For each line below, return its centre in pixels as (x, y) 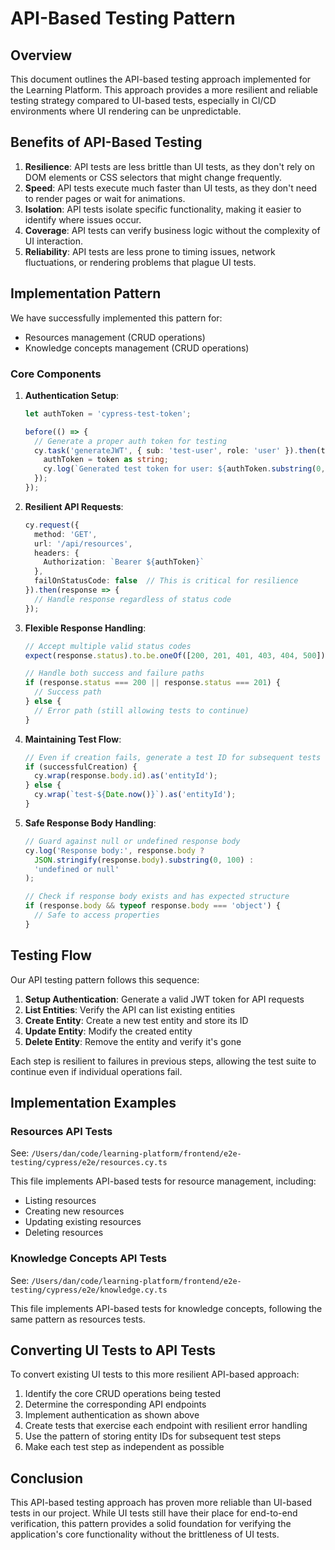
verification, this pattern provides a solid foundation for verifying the (151, 1524)
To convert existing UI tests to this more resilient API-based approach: (155, 1374)
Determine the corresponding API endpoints (115, 1404)
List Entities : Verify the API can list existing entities (130, 1009)
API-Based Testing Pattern (123, 18)
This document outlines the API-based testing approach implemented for (161, 79)
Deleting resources (64, 1233)
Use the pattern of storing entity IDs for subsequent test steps (153, 1436)
